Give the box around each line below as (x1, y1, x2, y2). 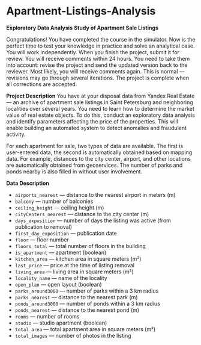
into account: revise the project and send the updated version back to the (6, 61, 188, 69)
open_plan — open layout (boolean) (14, 281, 102, 288)
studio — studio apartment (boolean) (14, 319, 107, 326)
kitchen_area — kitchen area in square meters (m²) (14, 255, 142, 263)
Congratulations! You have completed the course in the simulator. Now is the (6, 36, 196, 43)
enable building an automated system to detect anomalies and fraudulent (6, 124, 187, 131)
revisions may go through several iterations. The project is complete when (6, 74, 190, 81)
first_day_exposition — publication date (14, 229, 117, 237)
